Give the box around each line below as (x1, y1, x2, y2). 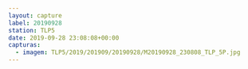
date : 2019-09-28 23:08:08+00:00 (8, 33, 120, 42)
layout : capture (8, 11, 62, 20)
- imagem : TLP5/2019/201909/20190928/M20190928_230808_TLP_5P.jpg (15, 48, 241, 56)
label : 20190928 (8, 19, 62, 27)
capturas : (8, 41, 41, 49)
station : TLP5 (8, 26, 56, 34)
